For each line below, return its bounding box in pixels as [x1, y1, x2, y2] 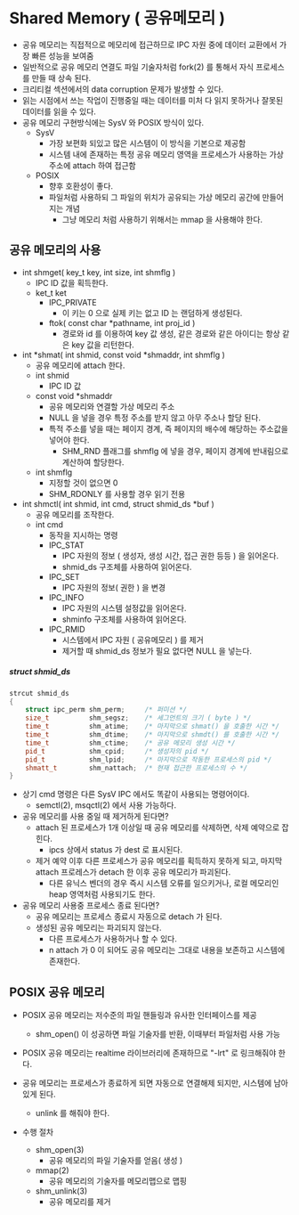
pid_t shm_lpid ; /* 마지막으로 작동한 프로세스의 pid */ [25, 754, 272, 764]
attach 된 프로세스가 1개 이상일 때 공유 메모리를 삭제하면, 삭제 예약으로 [35, 822, 280, 833]
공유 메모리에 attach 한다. [35, 360, 125, 371]
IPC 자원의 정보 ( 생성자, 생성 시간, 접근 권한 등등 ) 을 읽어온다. [61, 550, 279, 561]
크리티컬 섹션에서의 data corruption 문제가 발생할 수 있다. [21, 84, 224, 94]
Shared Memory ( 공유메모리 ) [9, 8, 225, 29]
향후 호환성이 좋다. [48, 180, 114, 192]
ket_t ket [35, 287, 67, 298]
